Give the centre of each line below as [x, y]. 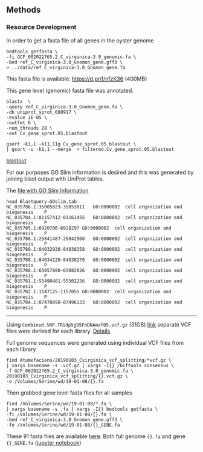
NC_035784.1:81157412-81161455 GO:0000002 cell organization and [94, 218]
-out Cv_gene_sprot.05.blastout [47, 133]
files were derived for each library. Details [58, 331]
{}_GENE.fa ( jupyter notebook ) [44, 442]
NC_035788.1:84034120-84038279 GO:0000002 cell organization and [94, 260]
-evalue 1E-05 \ [27, 118]
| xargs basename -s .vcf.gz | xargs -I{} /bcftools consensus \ [90, 365]
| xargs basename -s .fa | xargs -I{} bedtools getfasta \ [82, 409]
